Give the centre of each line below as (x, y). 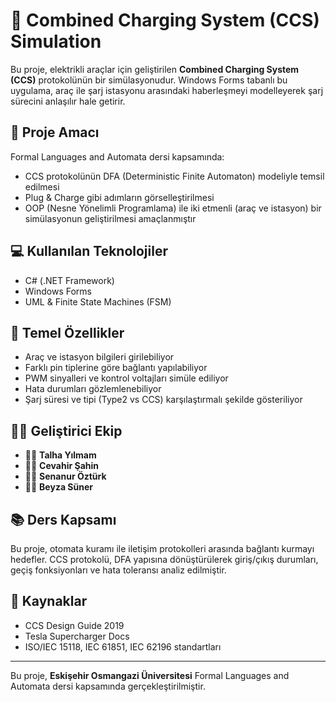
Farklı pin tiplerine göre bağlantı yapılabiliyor (116, 368)
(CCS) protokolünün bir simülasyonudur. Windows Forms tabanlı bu (149, 80)
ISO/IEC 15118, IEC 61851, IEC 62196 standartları (123, 646)
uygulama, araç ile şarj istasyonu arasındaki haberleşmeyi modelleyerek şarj (167, 90)
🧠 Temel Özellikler (67, 332)
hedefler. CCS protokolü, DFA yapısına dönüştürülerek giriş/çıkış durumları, (164, 559)
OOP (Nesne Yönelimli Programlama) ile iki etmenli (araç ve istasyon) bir (173, 208)
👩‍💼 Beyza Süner (58, 487)
